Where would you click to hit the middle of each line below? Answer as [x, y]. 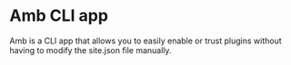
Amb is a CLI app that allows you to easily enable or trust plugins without [145, 41]
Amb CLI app [59, 16]
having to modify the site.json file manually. [90, 50]
